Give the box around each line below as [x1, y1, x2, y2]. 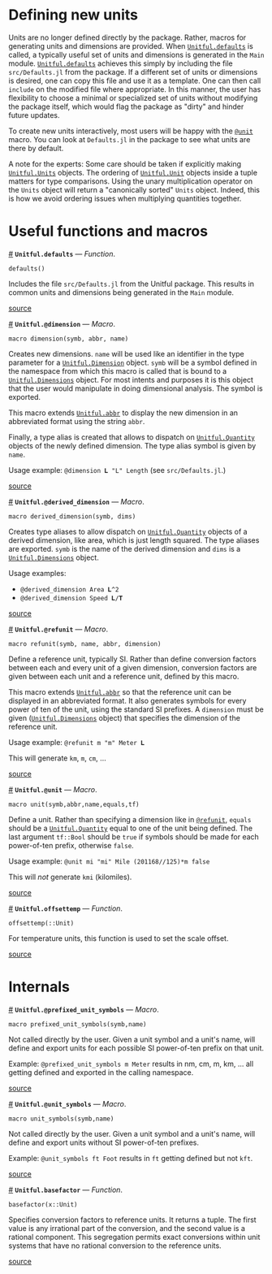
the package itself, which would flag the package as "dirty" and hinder [8, 102, 244, 111]
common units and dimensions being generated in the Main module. [8, 287, 234, 297]
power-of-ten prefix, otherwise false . [8, 840, 134, 850]
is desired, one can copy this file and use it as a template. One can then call [8, 76, 261, 85]
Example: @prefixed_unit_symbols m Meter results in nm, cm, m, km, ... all [8, 1059, 254, 1068]
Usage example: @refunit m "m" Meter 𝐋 [8, 737, 145, 747]
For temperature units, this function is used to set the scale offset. [8, 933, 229, 943]
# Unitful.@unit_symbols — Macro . [8, 1098, 127, 1108]
